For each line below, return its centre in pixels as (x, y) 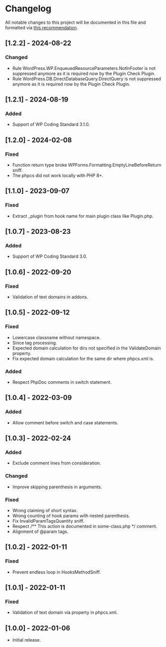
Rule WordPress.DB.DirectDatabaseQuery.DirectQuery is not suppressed (86, 79)
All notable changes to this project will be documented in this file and (76, 22)
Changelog (28, 9)
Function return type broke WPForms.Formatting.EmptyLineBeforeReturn (87, 165)
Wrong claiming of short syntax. (45, 511)
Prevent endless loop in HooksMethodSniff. (56, 572)
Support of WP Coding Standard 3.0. (50, 256)
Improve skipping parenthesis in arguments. (57, 487)
